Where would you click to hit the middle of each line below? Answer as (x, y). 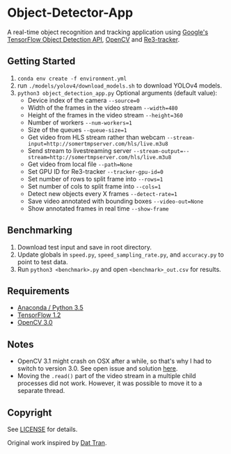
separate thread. (41, 391)
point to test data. (42, 261)
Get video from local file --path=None (80, 164)
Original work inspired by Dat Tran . (57, 443)
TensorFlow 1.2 (39, 315)
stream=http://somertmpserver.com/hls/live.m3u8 (99, 157)
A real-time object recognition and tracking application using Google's (108, 32)
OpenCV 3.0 (35, 323)
